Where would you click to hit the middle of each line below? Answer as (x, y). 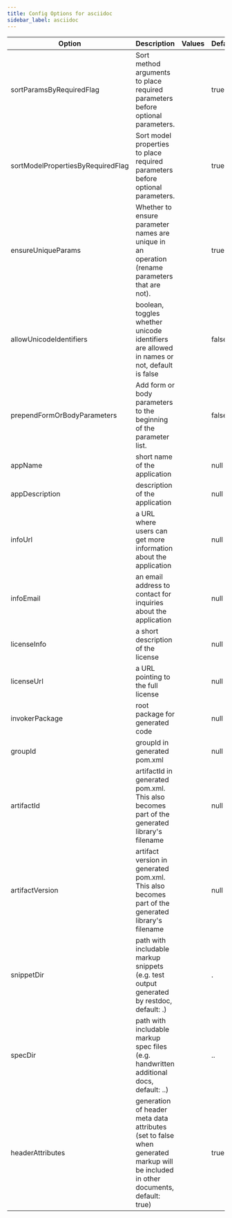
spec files (151, 1046)
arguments (153, 72)
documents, (155, 1187)
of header (152, 1110)
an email (149, 576)
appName (27, 465)
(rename (149, 267)
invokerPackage (37, 718)
